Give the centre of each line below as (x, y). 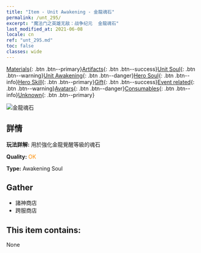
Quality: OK (21, 157)
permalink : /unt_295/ (34, 18)
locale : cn (20, 35)
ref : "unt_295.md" (30, 40)
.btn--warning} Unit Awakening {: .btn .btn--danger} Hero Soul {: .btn (90, 75)
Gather (20, 187)
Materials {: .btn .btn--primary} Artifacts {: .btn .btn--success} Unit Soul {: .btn (101, 69)
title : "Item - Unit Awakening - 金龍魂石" (60, 12)
